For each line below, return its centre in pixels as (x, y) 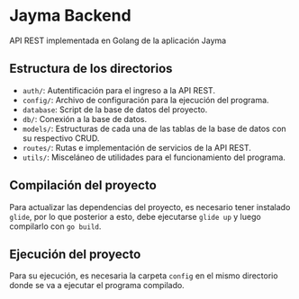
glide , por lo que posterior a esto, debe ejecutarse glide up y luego (135, 216)
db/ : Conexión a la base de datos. (85, 119)
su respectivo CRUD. (61, 138)
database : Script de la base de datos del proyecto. (115, 110)
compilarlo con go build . (55, 226)
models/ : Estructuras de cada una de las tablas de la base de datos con (154, 128)
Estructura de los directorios (91, 69)
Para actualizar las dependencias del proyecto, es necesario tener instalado (150, 207)
